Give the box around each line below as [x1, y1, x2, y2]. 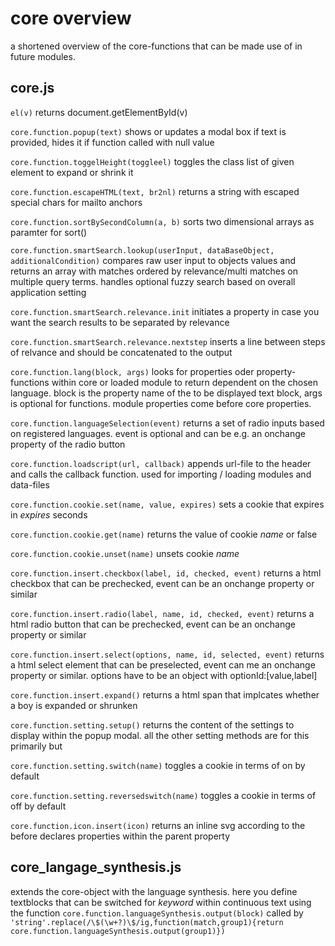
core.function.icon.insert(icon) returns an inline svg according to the [10, 819, 306, 831]
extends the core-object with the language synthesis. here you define [10, 885, 298, 897]
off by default [10, 800, 67, 812]
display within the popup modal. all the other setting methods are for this [10, 729, 310, 741]
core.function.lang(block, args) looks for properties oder [10, 365, 255, 377]
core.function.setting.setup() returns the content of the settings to [10, 718, 295, 731]
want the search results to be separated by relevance [10, 316, 230, 328]
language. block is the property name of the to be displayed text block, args [10, 387, 323, 399]
